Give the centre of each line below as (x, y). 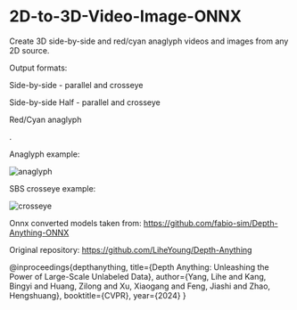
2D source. (29, 50)
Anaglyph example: (45, 154)
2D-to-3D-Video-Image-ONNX (126, 16)
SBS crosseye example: (53, 188)
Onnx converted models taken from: (75, 223)
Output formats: (38, 68)
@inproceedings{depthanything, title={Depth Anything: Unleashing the (139, 267)
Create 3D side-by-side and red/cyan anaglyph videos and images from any (149, 41)
